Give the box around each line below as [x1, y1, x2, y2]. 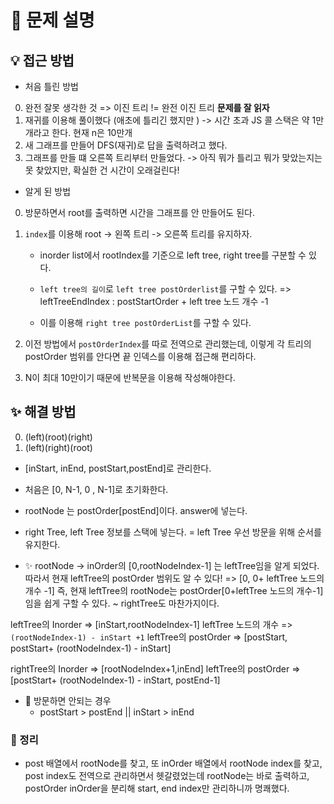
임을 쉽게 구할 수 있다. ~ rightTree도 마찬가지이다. [24, 597, 220, 609]
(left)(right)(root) [24, 441, 93, 453]
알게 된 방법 [24, 186, 72, 197]
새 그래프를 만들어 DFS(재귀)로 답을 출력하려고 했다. [24, 139, 228, 151]
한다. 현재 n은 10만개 [51, 127, 133, 138]
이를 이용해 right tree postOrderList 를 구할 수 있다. [39, 317, 252, 328]
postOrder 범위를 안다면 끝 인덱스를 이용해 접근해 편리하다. [24, 351, 257, 362]
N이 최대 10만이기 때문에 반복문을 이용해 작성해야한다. [24, 372, 236, 383]
